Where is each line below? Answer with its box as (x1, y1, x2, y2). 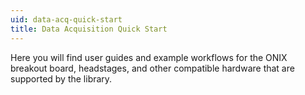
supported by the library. (10, 72, 113, 85)
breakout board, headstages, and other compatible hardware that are (10, 62, 295, 74)
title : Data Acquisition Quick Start (10, 24, 168, 34)
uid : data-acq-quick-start (10, 14, 123, 25)
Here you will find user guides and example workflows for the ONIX (10, 51, 288, 63)
